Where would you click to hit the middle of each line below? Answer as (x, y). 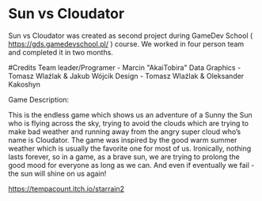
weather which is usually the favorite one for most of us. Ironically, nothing (130, 148)
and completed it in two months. (61, 52)
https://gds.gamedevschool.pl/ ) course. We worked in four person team (126, 43)
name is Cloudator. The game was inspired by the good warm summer (123, 140)
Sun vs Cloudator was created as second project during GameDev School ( (131, 35)
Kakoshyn (25, 84)
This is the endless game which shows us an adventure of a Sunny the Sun (131, 114)
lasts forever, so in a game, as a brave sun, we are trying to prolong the (124, 156)
